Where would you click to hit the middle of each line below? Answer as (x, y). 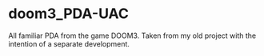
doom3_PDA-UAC (69, 14)
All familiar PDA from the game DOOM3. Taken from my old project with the (132, 35)
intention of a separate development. (69, 43)
